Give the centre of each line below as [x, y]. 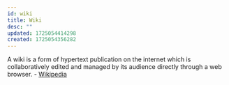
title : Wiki [24, 20]
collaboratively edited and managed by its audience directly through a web [114, 67]
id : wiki [20, 14]
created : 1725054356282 [42, 40]
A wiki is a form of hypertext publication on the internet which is [99, 59]
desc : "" [20, 26]
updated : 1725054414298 [42, 33]
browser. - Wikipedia [37, 75]
